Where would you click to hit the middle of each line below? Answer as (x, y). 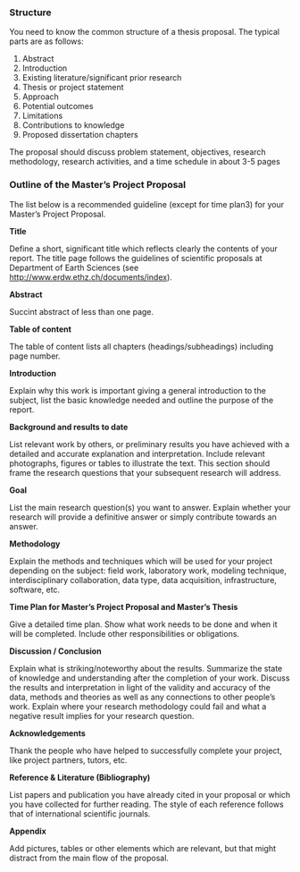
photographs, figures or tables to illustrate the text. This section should (140, 463)
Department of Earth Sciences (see (74, 267)
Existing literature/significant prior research (102, 78)
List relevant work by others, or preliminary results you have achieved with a (150, 444)
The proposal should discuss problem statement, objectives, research (137, 152)
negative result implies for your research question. (102, 715)
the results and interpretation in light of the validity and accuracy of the (140, 687)
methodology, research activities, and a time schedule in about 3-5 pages (145, 162)
